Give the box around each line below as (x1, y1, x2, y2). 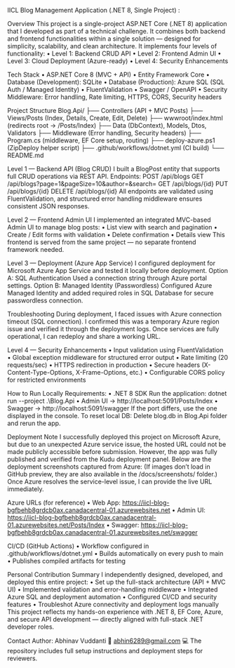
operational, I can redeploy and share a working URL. (7, 333, 161, 340)
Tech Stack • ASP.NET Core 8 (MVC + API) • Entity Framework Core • (7, 70, 210, 79)
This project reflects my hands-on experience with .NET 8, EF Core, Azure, (7, 608, 223, 616)
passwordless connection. (7, 296, 83, 305)
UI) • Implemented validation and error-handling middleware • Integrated (7, 585, 218, 594)
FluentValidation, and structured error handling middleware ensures (7, 194, 203, 203)
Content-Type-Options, (7, 368, 75, 376)
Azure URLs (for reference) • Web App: (7, 498, 121, 507)
